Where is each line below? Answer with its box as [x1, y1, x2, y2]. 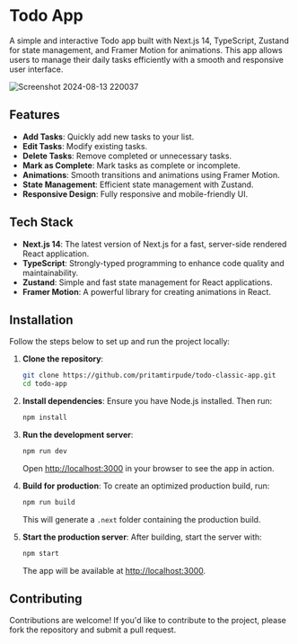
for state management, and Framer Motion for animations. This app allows [9, 44, 283, 55]
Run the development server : [22, 429, 134, 440]
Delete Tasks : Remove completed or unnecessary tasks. [22, 150, 232, 161]
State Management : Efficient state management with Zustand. [22, 179, 254, 190]
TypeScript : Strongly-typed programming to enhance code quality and [22, 257, 285, 268]
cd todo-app [22, 380, 67, 389]
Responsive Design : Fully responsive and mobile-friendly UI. [22, 188, 249, 199]
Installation [9, 312, 74, 327]
